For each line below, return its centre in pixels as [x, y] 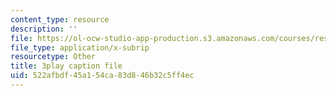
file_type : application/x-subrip [80, 47]
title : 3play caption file [66, 66]
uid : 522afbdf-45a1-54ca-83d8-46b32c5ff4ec [102, 76]
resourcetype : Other [53, 57]
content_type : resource [60, 19]
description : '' [44, 29]
